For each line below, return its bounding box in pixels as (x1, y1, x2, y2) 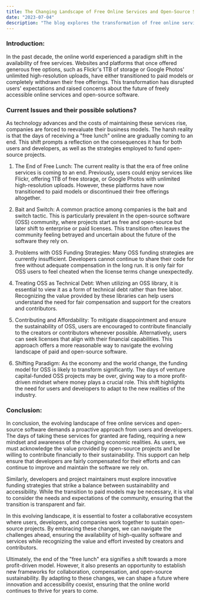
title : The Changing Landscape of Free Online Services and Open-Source (6, 8, 190, 15)
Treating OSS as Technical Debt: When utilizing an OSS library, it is (14, 279, 179, 287)
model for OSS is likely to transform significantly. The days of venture (14, 366, 186, 373)
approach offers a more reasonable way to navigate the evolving (14, 341, 174, 349)
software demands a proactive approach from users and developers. (24, 426, 193, 433)
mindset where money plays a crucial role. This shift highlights (32, 378, 185, 386)
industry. (14, 391, 37, 398)
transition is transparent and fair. (6, 501, 86, 508)
